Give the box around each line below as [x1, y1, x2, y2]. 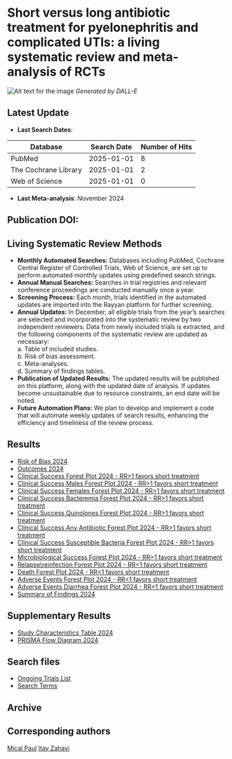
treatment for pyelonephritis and [7, 19, 199, 35]
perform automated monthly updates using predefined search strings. [17, 271, 217, 279]
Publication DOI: [7, 214, 79, 226]
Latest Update [7, 107, 69, 119]
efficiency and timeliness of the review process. [17, 418, 154, 426]
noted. [17, 396, 36, 404]
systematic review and [7, 49, 141, 65]
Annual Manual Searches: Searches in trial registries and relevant [17, 278, 206, 286]
